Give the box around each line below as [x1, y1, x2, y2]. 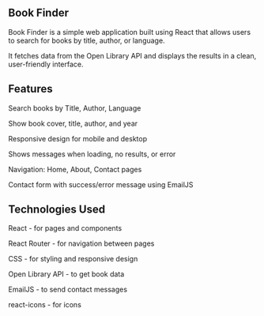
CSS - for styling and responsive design [8, 254, 138, 264]
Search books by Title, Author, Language [8, 103, 141, 113]
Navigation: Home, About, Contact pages [8, 164, 142, 174]
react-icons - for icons [8, 300, 81, 310]
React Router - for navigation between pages [8, 239, 155, 248]
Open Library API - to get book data [8, 269, 125, 279]
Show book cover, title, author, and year [8, 118, 138, 128]
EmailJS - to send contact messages [8, 284, 128, 295]
